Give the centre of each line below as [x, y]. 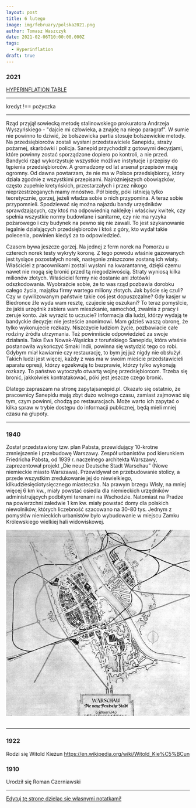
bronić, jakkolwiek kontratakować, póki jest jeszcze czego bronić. [85, 377]
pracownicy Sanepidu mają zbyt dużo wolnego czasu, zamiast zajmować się [98, 395]
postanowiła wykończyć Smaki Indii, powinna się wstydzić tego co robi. [92, 346]
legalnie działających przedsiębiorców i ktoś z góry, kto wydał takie [87, 229]
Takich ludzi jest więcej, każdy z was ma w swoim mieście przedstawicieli [95, 359]
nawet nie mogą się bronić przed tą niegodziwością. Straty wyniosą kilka [93, 272]
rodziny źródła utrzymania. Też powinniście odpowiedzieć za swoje [87, 334]
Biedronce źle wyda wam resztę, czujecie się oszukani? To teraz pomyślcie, [97, 303]
